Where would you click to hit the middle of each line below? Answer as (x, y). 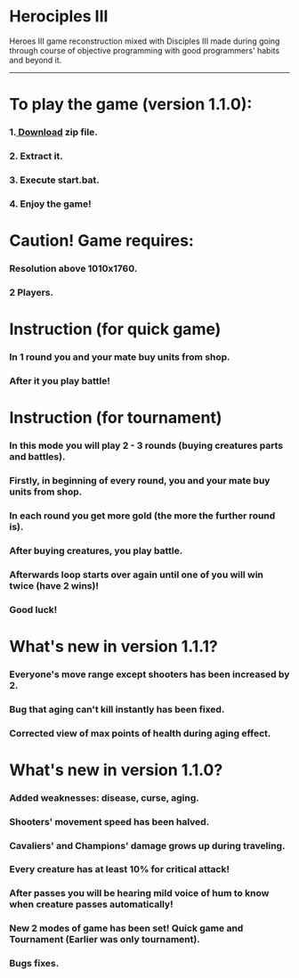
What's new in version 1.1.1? (113, 646)
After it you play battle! (60, 380)
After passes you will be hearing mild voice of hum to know (139, 893)
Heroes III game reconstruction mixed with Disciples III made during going (145, 41)
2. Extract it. (36, 156)
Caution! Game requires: (101, 240)
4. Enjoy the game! (50, 204)
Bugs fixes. (34, 964)
